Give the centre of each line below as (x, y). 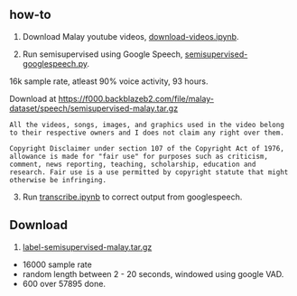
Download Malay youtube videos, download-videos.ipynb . (130, 36)
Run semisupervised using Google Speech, (102, 54)
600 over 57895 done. (64, 283)
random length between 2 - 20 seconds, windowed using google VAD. (153, 273)
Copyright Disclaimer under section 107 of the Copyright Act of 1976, (147, 148)
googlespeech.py (55, 63)
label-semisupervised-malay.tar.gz (87, 246)
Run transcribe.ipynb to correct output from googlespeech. (132, 197)
